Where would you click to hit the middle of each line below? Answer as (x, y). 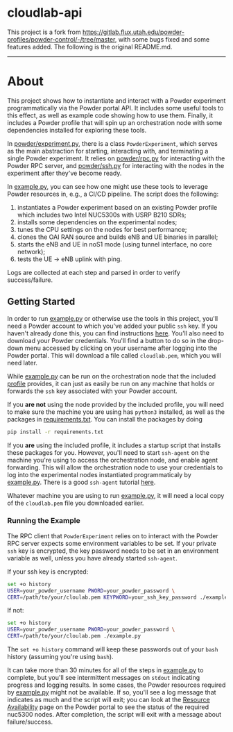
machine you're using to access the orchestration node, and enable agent (113, 460)
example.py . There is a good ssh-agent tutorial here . (81, 482)
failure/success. (30, 722)
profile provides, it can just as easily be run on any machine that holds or (111, 383)
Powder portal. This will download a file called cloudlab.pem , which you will (114, 355)
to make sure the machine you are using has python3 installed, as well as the (116, 412)
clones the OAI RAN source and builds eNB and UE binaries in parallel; (118, 237)
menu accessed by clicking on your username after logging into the (121, 348)
